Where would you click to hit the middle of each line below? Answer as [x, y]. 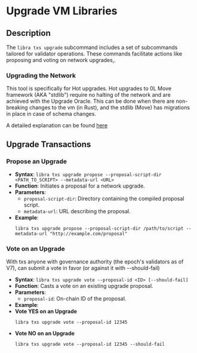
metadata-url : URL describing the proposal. [77, 211]
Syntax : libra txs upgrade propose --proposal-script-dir [88, 174]
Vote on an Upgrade [36, 248]
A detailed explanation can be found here [57, 125]
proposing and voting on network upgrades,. [61, 60]
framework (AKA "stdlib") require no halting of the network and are [89, 95]
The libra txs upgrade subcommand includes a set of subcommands [92, 47]
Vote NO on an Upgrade [44, 333]
